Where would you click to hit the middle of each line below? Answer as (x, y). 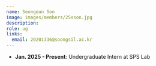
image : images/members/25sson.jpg (49, 17)
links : (14, 34)
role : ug (17, 28)
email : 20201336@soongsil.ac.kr (52, 40)
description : (22, 23)
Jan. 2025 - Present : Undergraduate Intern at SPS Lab (82, 57)
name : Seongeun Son (31, 12)
